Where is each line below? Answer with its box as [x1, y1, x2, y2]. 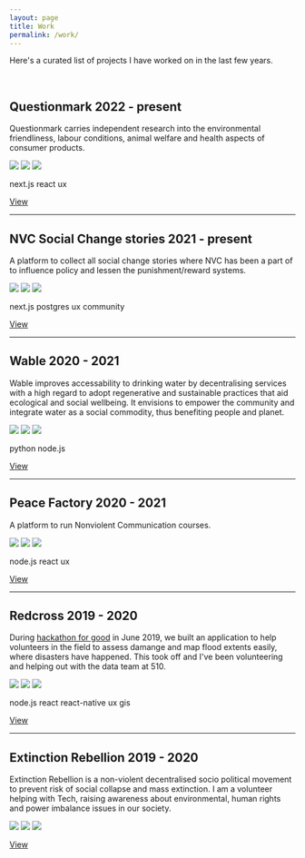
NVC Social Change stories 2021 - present [9, 231, 252, 246]
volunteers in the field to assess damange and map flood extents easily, [9, 642, 278, 653]
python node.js [9, 442, 66, 454]
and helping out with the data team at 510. [9, 661, 166, 672]
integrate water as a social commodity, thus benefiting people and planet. [9, 406, 285, 418]
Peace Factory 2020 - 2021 [9, 496, 166, 511]
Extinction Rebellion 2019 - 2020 [9, 750, 199, 765]
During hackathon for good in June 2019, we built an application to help [9, 632, 277, 643]
